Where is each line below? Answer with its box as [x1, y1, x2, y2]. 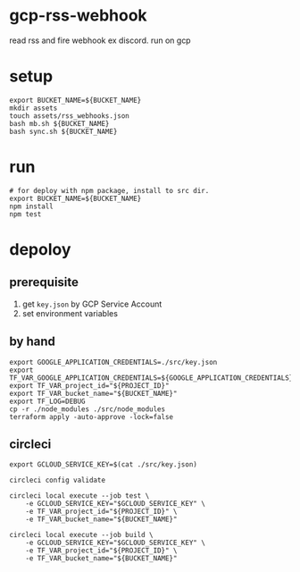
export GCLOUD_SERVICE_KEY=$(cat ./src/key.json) [9, 460, 198, 469]
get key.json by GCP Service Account [21, 299, 162, 309]
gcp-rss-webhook [9, 5, 147, 26]
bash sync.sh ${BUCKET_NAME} [9, 127, 118, 136]
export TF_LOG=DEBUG [9, 397, 87, 406]
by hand [9, 334, 56, 349]
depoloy [9, 240, 71, 259]
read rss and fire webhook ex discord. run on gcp [9, 35, 191, 46]
